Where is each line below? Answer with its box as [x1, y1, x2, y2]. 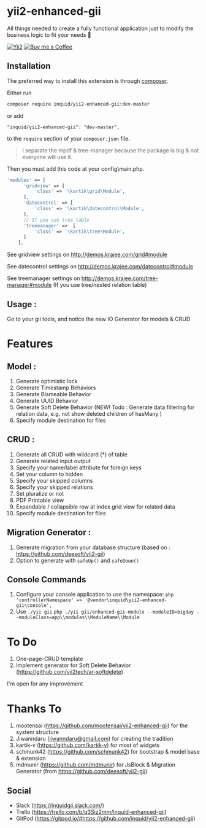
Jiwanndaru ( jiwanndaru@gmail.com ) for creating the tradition [15, 735, 174, 743]
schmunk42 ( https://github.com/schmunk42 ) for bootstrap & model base [15, 748, 200, 756]
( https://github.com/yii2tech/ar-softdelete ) [15, 668, 123, 676]
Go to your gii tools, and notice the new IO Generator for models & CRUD [7, 315, 191, 322]
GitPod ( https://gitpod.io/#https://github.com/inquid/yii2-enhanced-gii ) [15, 815, 196, 822]
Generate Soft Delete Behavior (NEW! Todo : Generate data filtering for [15, 404, 195, 411]
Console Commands [7, 574, 86, 585]
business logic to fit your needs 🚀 [7, 31, 91, 38]
